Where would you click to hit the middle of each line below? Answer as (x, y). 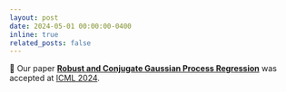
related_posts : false (50, 43)
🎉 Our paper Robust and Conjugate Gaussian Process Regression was (143, 69)
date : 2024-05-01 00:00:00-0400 (70, 26)
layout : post (34, 18)
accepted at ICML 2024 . (54, 78)
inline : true (34, 34)
